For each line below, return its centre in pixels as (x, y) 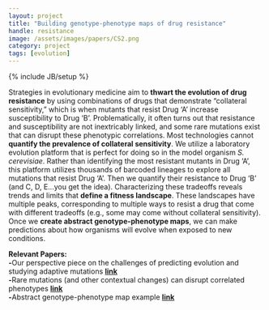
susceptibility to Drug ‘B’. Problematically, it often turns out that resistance (132, 118)
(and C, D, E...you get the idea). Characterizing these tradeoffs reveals (126, 187)
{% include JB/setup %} (49, 76)
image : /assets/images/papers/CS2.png (74, 38)
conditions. (27, 238)
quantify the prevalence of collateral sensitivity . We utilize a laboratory (129, 144)
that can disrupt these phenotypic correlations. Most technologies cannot (131, 135)
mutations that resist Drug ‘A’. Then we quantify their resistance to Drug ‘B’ (132, 178)
